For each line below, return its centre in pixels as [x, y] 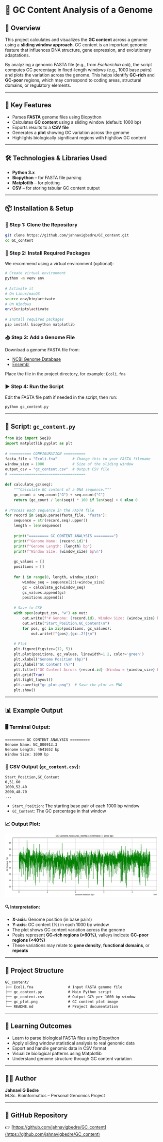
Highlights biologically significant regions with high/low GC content [79, 137]
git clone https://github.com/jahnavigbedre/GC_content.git [67, 235]
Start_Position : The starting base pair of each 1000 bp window [76, 806]
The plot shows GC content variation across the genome [68, 930]
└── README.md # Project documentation [62, 1007]
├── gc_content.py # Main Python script [58, 992]
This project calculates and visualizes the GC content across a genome [76, 39]
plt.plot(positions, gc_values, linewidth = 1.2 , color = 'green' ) [79, 654]
